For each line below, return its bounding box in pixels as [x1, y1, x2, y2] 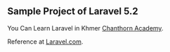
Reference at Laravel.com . [7, 37, 84, 46]
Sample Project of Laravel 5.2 [7, 6, 138, 17]
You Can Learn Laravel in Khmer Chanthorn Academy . [7, 24, 164, 32]
